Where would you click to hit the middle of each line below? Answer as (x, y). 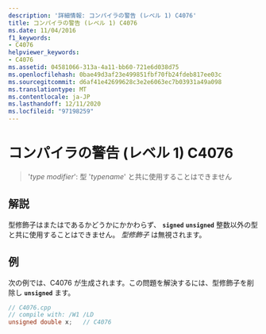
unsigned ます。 (49, 292)
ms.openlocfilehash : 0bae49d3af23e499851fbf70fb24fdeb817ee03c (115, 75)
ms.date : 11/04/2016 (42, 30)
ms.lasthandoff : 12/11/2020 (55, 104)
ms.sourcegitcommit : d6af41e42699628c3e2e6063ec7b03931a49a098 (115, 82)
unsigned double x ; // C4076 (60, 322)
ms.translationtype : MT (48, 89)
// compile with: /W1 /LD (51, 315)
